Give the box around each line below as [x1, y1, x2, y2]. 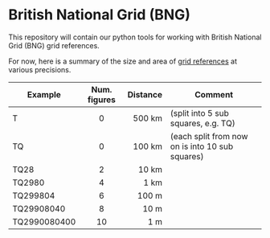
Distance [127, 88, 163, 100]
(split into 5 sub [170, 107, 229, 118]
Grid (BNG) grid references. [8, 40, 100, 50]
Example [27, 88, 62, 100]
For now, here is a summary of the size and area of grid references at [8, 56, 238, 66]
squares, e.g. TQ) [170, 117, 235, 129]
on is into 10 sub [170, 141, 234, 152]
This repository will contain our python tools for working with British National [8, 32, 262, 42]
